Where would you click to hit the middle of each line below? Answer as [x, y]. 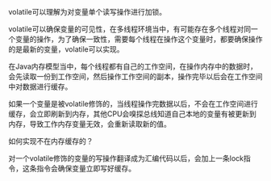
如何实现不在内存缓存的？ [51, 141]
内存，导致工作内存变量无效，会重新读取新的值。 [90, 124]
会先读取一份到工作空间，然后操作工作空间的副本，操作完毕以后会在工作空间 [135, 76]
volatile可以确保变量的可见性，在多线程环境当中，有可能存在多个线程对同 [130, 29]
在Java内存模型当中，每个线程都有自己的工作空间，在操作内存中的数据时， [133, 66]
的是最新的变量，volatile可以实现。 [66, 49]
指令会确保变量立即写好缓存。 [85, 168]
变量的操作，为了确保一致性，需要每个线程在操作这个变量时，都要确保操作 [139, 39]
